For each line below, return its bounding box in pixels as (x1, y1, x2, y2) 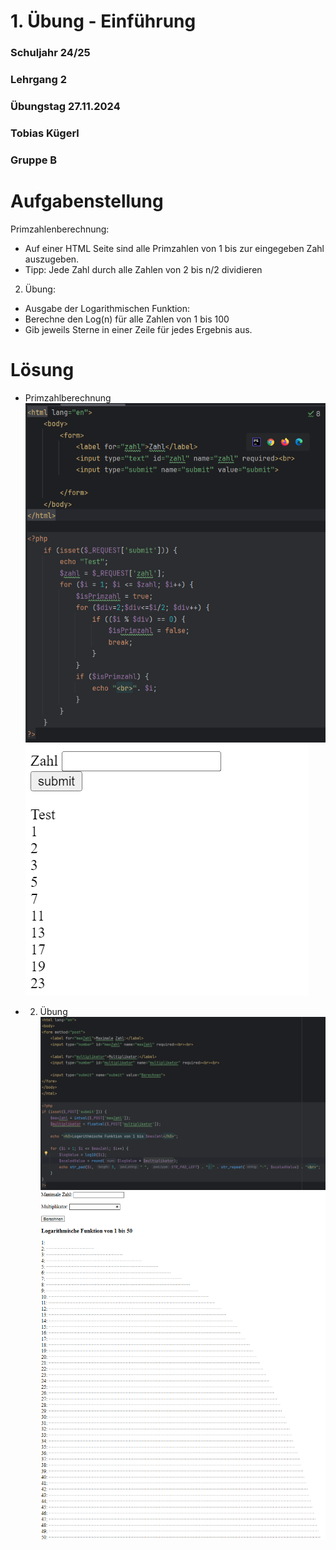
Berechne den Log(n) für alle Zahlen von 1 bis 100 (24, 313, 230, 325)
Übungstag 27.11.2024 (10, 99, 121, 113)
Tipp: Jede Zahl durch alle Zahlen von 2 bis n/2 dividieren (24, 263, 263, 275)
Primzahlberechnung (24, 391, 112, 404)
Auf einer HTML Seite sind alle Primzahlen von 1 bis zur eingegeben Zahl (24, 242, 325, 254)
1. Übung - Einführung (10, 10, 197, 33)
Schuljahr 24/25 (10, 46, 91, 60)
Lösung (10, 358, 75, 381)
